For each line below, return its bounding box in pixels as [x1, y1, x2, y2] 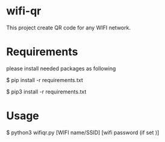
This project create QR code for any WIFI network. [6, 24, 131, 31]
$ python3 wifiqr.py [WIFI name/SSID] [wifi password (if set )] [6, 129, 160, 136]
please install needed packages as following [6, 65, 116, 72]
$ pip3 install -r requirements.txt [6, 88, 87, 95]
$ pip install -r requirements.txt [6, 76, 83, 83]
